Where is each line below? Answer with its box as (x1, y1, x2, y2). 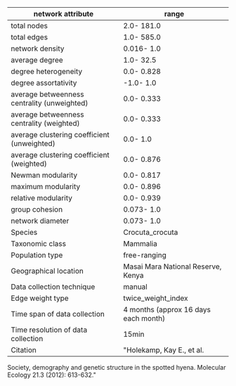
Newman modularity (11, 170, 78, 180)
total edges (11, 32, 48, 41)
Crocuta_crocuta (122, 228, 178, 237)
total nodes (11, 21, 48, 30)
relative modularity (11, 193, 72, 202)
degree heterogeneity (11, 67, 83, 76)
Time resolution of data (11, 325, 88, 335)
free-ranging (122, 250, 167, 259)
